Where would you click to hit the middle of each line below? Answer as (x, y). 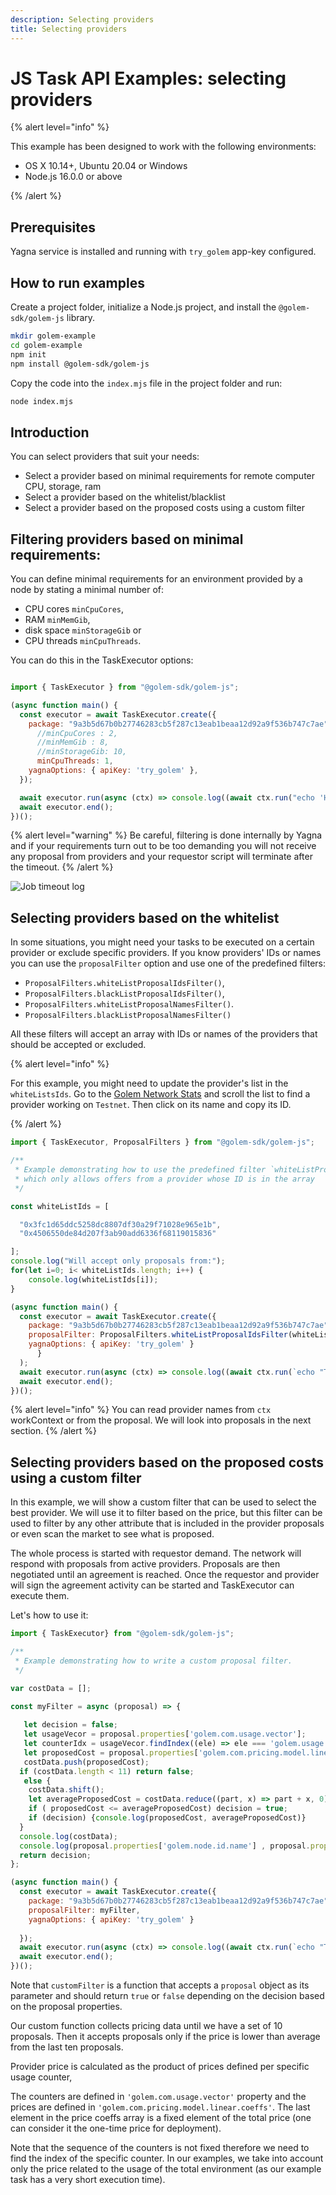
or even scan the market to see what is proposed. (112, 1534)
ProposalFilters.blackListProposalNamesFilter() (128, 1016)
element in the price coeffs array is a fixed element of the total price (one (161, 2118)
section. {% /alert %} (53, 1431)
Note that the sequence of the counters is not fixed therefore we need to (160, 2148)
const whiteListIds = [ (60, 1206)
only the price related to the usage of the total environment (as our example (166, 2169)
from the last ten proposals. (67, 2047)
